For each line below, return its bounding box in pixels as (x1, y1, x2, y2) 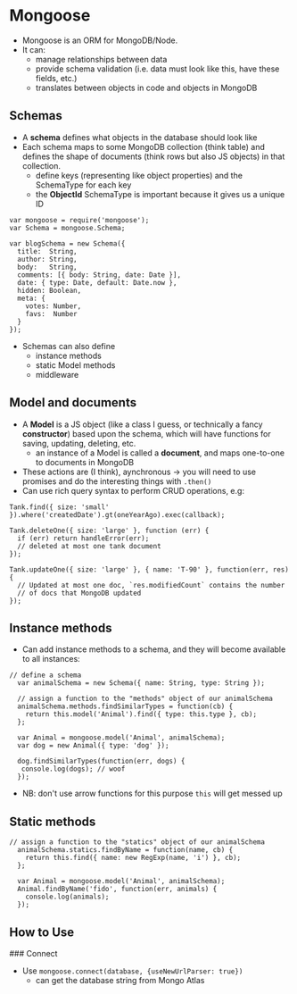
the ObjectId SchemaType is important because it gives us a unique (35, 188, 285, 199)
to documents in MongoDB (35, 456, 135, 467)
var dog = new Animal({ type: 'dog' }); (17, 741, 169, 750)
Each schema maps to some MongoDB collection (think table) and (21, 141, 266, 152)
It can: (21, 44, 46, 54)
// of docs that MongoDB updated (17, 589, 142, 597)
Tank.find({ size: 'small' (9, 502, 110, 512)
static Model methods (35, 359, 116, 371)
